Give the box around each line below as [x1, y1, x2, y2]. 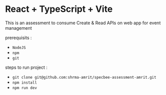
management [5, 25, 32, 31]
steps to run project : [5, 64, 48, 70]
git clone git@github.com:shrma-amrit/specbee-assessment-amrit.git [12, 75, 157, 80]
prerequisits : [5, 35, 32, 41]
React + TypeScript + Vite [5, 3, 113, 15]
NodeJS [12, 45, 26, 50]
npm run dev [12, 85, 37, 90]
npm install [12, 80, 37, 85]
